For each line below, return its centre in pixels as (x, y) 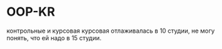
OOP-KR (31, 12)
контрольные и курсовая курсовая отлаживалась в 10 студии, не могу (111, 31)
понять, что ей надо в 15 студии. (54, 37)
